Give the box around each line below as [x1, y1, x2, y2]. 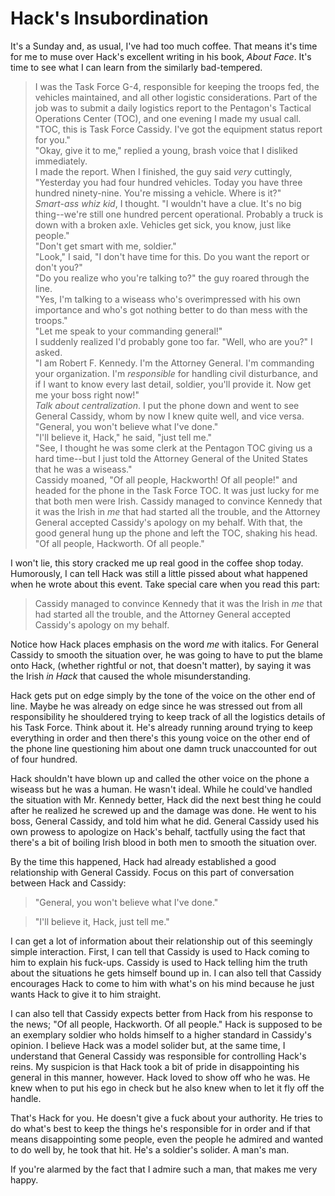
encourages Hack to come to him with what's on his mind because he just [10, 977, 315, 989]
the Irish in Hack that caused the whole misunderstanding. [10, 670, 252, 682]
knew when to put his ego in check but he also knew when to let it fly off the [10, 1082, 325, 1094]
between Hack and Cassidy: [10, 877, 127, 889]
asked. [34, 346, 63, 358]
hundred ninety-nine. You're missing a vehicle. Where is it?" [34, 187, 282, 199]
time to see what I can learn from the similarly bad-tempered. [10, 61, 263, 73]
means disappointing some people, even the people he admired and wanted [10, 1133, 324, 1145]
